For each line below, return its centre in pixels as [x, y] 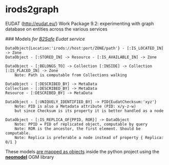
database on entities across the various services [56, 29]
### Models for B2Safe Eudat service [45, 39]
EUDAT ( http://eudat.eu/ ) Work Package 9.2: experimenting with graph [80, 23]
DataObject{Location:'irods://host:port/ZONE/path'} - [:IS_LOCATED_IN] [84, 48]
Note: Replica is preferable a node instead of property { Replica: [89, 137]
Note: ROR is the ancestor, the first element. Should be [78, 129]
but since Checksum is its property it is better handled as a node [89, 111]
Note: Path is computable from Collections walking [71, 75]
